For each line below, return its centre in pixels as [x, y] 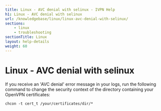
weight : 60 [16, 46]
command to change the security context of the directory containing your [79, 89]
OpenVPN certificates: [28, 94]
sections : [15, 23]
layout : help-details [27, 42]
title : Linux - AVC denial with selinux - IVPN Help [60, 10]
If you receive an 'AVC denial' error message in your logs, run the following [80, 84]
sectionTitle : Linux [26, 37]
